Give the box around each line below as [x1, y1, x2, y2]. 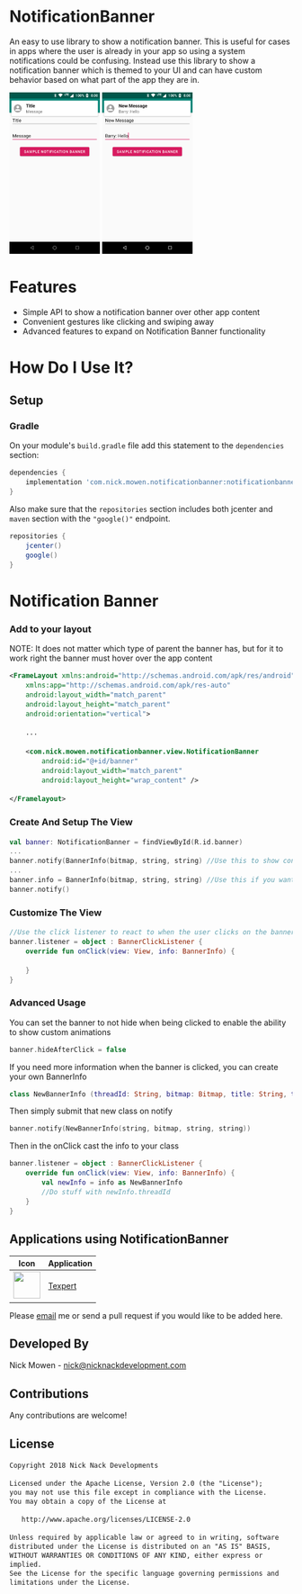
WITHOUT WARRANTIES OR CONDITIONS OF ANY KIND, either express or [9, 1551, 263, 1561]
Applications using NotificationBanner [9, 1231, 229, 1247]
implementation [25, 478, 83, 487]
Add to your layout [9, 623, 92, 635]
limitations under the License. [9, 1578, 130, 1588]
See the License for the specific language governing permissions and [9, 1569, 280, 1579]
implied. [9, 1560, 42, 1570]
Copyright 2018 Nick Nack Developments [9, 1461, 159, 1471]
